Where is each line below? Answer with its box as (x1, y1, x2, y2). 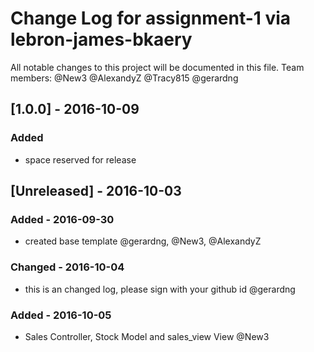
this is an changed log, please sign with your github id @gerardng (24, 283, 296, 295)
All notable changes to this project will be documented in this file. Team (10, 61, 305, 73)
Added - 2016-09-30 (10, 212, 115, 226)
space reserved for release (24, 153, 137, 166)
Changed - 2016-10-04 (10, 260, 125, 274)
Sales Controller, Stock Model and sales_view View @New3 (24, 330, 270, 342)
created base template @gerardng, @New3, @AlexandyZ (24, 235, 262, 247)
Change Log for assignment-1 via (10, 7, 292, 30)
